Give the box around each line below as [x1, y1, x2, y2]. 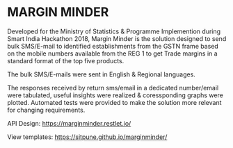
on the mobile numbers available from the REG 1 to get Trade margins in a [7, 49, 218, 58]
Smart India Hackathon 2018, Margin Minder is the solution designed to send [7, 34, 227, 42]
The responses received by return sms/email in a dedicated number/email [7, 83, 219, 92]
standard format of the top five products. [7, 56, 124, 65]
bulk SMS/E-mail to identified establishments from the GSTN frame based [7, 42, 219, 50]
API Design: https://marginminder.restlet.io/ [7, 119, 131, 127]
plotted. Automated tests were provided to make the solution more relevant [7, 98, 222, 106]
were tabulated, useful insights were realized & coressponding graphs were [7, 91, 224, 99]
